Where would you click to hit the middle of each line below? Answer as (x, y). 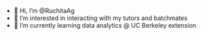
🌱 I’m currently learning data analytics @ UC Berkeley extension (105, 25)
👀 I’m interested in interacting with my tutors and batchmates (100, 18)
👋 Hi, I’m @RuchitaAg (44, 11)
